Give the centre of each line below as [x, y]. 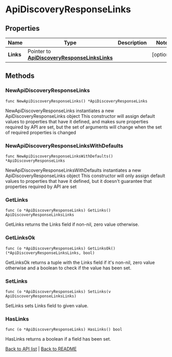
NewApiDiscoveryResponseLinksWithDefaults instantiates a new [73, 170]
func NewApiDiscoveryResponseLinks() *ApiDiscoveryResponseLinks [76, 101]
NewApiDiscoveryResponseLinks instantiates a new [60, 111]
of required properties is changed [41, 132]
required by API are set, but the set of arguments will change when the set [84, 127]
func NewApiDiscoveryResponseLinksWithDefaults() [59, 156]
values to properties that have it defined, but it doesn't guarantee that [79, 181]
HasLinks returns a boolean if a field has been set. [58, 339]
